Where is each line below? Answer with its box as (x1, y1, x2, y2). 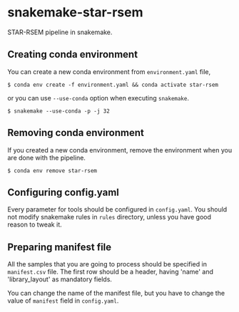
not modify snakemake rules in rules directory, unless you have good (7, 213, 212, 222)
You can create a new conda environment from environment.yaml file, (7, 67, 211, 76)
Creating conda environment (7, 48, 138, 61)
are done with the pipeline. (7, 153, 86, 162)
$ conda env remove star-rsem (7, 167, 98, 175)
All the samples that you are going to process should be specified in (7, 260, 207, 269)
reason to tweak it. (7, 220, 62, 229)
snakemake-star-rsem (7, 4, 143, 21)
